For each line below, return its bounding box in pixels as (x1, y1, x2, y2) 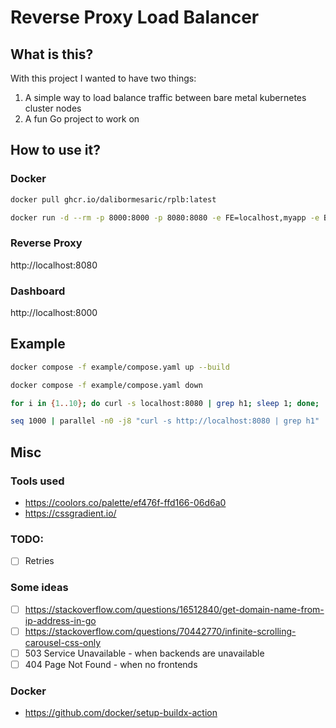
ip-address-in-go (24, 614, 97, 626)
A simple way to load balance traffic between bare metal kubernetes (24, 92, 307, 103)
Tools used (10, 474, 65, 488)
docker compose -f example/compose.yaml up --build (10, 362, 230, 372)
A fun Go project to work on (24, 113, 140, 125)
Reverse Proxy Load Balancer (10, 6, 260, 29)
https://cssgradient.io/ (24, 507, 117, 520)
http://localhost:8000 (10, 307, 98, 319)
